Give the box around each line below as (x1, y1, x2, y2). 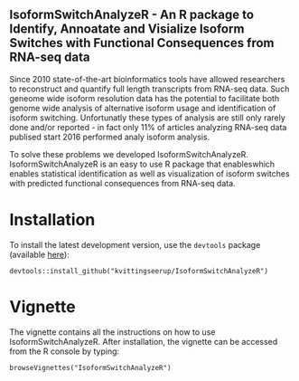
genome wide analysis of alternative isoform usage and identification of (9, 102, 276, 113)
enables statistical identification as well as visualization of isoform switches (9, 167, 291, 179)
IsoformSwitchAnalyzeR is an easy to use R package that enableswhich (9, 158, 276, 169)
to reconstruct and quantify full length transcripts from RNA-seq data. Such (9, 83, 290, 94)
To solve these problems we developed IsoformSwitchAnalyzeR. (9, 148, 248, 159)
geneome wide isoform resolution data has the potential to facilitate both (9, 92, 280, 103)
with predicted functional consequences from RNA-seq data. (9, 177, 237, 188)
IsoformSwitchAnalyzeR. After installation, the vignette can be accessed (9, 336, 278, 347)
